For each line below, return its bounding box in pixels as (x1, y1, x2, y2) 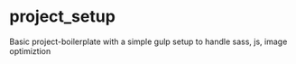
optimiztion (9, 45, 51, 56)
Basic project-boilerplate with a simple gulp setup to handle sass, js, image (9, 36, 288, 47)
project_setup (9, 6, 116, 27)
